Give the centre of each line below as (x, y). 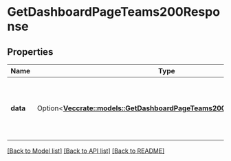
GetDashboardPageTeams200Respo (114, 12)
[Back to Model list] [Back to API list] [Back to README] (86, 151)
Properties (30, 52)
